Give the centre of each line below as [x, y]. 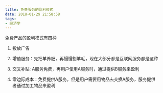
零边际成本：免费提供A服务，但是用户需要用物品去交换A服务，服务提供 [84, 79]
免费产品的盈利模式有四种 [31, 38]
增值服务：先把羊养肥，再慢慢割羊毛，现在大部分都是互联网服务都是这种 [85, 59]
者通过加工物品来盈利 [34, 86]
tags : [11, 19]
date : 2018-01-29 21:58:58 [33, 14]
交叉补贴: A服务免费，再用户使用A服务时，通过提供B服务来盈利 [76, 69]
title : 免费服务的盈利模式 [29, 10]
